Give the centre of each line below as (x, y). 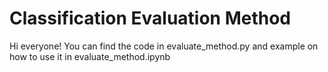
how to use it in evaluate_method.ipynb (90, 56)
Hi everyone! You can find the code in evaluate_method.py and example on (164, 46)
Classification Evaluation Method (150, 18)
